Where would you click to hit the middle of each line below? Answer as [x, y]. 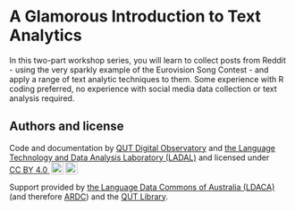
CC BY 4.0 [29, 169]
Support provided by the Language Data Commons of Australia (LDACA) [142, 187]
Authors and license [67, 127]
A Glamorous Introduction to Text [135, 17]
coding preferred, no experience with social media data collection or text [143, 89]
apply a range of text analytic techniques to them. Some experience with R [147, 79]
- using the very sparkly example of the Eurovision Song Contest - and [139, 70]
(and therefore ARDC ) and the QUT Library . [88, 196]
